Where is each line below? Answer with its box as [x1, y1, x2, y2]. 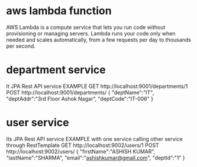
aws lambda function [6, 4, 112, 18]
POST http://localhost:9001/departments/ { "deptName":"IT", [6, 89, 154, 96]
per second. [6, 42, 35, 50]
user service [6, 116, 69, 129]
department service [6, 63, 106, 77]
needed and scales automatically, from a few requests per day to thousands [6, 36, 191, 43]
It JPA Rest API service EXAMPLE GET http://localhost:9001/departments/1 [6, 83, 188, 90]
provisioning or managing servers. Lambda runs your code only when [6, 30, 176, 37]
